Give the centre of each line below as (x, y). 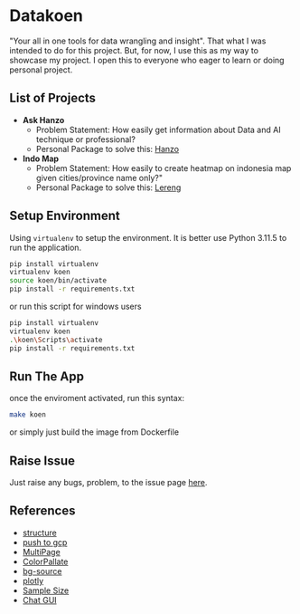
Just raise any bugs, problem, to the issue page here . (108, 483)
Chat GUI (39, 600)
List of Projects (53, 98)
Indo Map (41, 158)
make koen (28, 415)
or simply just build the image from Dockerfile (94, 432)
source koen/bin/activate (58, 281)
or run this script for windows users (75, 307)
